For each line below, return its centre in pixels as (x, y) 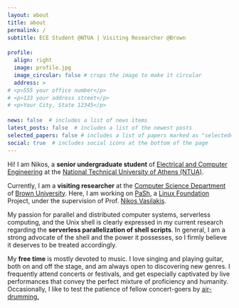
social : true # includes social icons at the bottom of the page (108, 143)
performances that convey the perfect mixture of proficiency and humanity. (118, 281)
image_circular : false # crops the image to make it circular (108, 75)
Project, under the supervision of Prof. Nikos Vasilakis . (87, 200)
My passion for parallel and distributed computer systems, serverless (109, 215)
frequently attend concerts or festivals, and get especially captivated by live (118, 274)
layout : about (28, 15)
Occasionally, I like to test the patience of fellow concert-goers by (104, 289)
